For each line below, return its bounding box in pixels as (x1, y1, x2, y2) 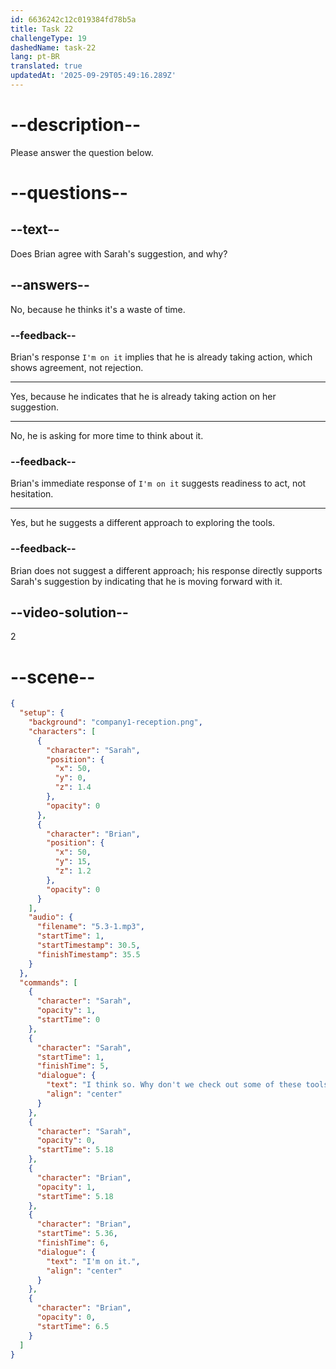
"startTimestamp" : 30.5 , (36, 941, 141, 951)
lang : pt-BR (10, 52, 60, 62)
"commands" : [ (19, 977, 78, 988)
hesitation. (10, 488, 54, 500)
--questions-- (10, 182, 128, 204)
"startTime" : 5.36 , (36, 1229, 118, 1239)
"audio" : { (28, 912, 74, 923)
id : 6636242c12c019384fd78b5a (10, 14, 137, 25)
